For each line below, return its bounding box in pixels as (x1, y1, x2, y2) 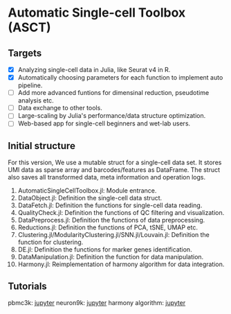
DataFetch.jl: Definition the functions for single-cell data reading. (17, 201, 203, 209)
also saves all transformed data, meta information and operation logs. (8, 173, 206, 182)
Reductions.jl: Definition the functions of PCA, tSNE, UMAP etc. (17, 223, 198, 232)
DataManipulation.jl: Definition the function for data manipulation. (17, 253, 204, 261)
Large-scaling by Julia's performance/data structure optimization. (17, 112, 206, 120)
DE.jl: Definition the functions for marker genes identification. (17, 245, 192, 254)
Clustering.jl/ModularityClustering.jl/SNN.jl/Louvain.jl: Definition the (17, 231, 210, 239)
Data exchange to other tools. (17, 104, 102, 112)
